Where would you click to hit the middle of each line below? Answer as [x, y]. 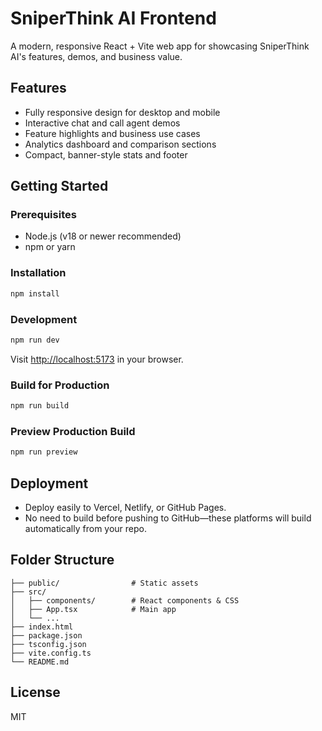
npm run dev [35, 340]
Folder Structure [62, 560]
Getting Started [59, 186]
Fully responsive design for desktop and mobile [122, 112]
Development [44, 319]
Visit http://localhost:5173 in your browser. [97, 359]
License [35, 692]
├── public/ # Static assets [104, 583]
